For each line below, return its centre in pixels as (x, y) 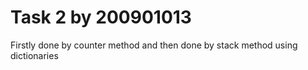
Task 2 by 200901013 (101, 17)
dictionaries (34, 55)
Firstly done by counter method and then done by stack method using (154, 45)
